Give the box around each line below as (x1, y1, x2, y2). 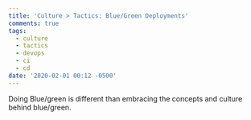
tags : (8, 27, 27, 35)
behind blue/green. (8, 102, 72, 112)
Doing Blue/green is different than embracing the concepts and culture (8, 93, 243, 103)
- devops (15, 49, 45, 57)
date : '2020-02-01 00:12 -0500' (8, 72, 117, 80)
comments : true (8, 19, 60, 27)
